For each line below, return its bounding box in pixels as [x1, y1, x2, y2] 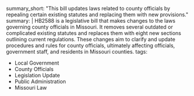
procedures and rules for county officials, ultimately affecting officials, [6, 42, 175, 49]
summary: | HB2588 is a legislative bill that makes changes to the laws [6, 17, 176, 24]
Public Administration [14, 78, 66, 85]
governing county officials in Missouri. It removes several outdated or [6, 23, 174, 30]
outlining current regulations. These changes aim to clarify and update [6, 36, 175, 42]
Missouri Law [14, 84, 47, 91]
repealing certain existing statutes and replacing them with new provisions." [6, 11, 189, 18]
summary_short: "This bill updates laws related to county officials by [6, 5, 171, 12]
